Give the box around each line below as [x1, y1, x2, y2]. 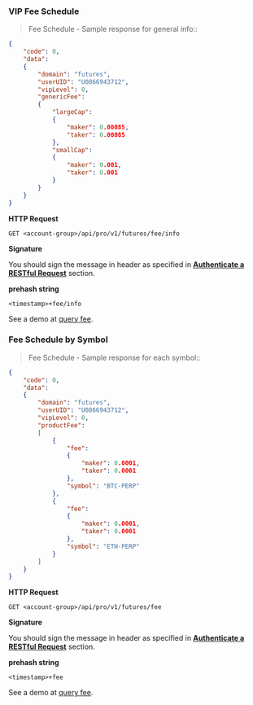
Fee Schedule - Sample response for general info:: [28, 24, 198, 34]
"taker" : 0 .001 [66, 169, 118, 177]
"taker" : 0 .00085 [66, 130, 126, 139]
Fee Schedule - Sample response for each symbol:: [28, 352, 201, 362]
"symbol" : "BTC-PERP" [66, 482, 140, 490]
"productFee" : [37, 421, 85, 429]
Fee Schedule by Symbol [8, 334, 108, 345]
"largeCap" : [51, 108, 93, 116]
